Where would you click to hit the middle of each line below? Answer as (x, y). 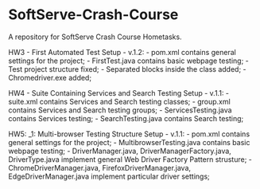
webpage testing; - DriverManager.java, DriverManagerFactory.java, (120, 151)
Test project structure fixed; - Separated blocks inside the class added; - (127, 69)
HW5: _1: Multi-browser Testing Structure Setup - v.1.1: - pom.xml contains (129, 134)
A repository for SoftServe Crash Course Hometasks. (95, 37)
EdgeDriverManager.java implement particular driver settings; (109, 176)
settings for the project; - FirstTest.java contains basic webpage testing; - (128, 61)
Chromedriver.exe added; (50, 77)
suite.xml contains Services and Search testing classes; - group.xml (119, 101)
